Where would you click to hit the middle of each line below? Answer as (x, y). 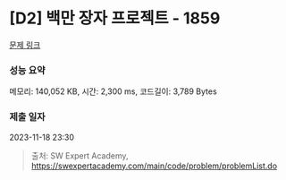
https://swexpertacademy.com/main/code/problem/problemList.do (154, 166)
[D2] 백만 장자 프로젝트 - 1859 (115, 18)
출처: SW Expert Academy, (80, 155)
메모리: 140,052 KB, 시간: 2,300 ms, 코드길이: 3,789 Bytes (113, 91)
